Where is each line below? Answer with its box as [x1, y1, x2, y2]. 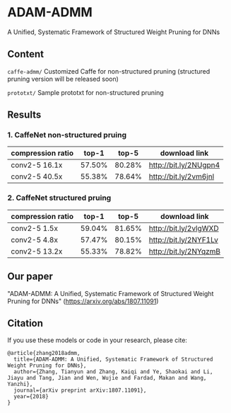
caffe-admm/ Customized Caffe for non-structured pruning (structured [7, 67, 211, 75]
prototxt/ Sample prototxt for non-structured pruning [7, 88, 164, 96]
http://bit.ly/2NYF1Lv [148, 234, 219, 244]
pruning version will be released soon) [7, 74, 119, 83]
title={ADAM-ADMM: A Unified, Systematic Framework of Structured [13, 356, 213, 363]
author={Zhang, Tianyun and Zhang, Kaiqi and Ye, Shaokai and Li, [13, 368, 213, 375]
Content [7, 48, 45, 60]
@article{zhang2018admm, [7, 350, 81, 357]
